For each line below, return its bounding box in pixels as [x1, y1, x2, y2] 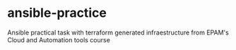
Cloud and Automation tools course [7, 35, 111, 44]
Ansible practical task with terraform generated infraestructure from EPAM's [7, 28, 230, 37]
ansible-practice [7, 5, 107, 21]
